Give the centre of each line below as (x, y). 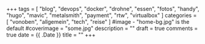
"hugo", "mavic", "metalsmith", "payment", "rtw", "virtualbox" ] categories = (102, 15)
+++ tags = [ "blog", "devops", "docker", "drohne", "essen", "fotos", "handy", (103, 9)
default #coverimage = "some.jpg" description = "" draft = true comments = (102, 28)
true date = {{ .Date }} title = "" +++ (51, 35)
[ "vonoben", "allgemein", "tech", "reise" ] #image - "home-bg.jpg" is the (98, 22)
